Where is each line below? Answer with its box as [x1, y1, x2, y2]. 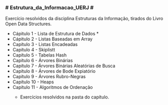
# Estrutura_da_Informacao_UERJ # [5, 4, 94, 11]
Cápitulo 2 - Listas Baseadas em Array [12, 36, 93, 42]
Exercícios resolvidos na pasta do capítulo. [20, 94, 109, 100]
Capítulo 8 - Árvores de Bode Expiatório [12, 68, 96, 74]
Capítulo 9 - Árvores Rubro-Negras [12, 74, 86, 80]
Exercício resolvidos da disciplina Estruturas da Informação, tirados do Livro [5, 16, 163, 22]
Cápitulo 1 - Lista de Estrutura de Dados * [12, 31, 99, 37]
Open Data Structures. [5, 21, 52, 27]
